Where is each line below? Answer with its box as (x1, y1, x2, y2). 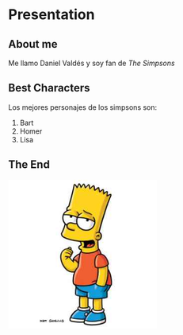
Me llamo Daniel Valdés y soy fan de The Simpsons (8, 58, 176, 68)
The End (8, 158, 50, 172)
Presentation (8, 6, 95, 24)
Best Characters (8, 81, 90, 95)
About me (8, 37, 58, 51)
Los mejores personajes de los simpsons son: (8, 102, 158, 112)
